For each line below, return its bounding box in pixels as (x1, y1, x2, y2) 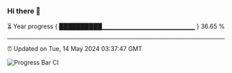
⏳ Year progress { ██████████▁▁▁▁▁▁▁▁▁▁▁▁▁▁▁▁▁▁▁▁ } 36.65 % (7, 22, 225, 30)
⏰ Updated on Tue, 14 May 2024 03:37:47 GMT (7, 45, 143, 53)
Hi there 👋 (7, 6, 41, 16)
